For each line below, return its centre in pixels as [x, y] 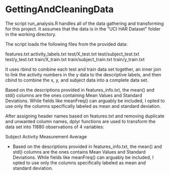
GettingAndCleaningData [60, 9]
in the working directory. [31, 34]
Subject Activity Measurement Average [46, 136]
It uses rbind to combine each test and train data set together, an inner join [83, 69]
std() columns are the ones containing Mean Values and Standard [74, 95]
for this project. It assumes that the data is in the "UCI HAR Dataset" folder [83, 28]
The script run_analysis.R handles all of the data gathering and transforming [84, 23]
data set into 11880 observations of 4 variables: [55, 127]
